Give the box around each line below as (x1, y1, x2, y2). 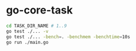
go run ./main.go (6, 39, 49, 45)
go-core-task (6, 4, 73, 17)
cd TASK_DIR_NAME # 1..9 (6, 23, 67, 29)
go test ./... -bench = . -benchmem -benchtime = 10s (6, 33, 131, 40)
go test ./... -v (6, 28, 49, 34)
